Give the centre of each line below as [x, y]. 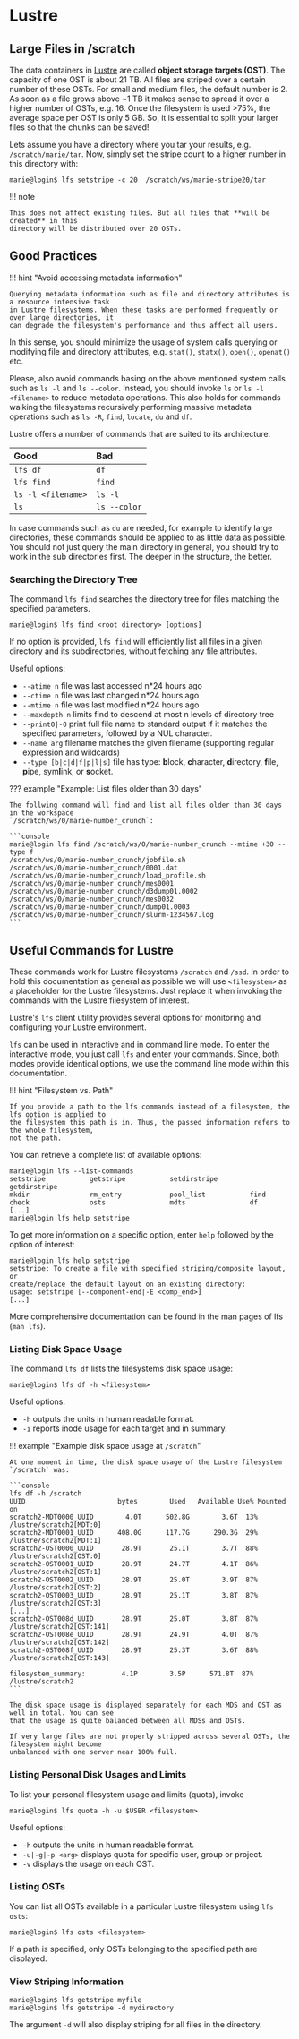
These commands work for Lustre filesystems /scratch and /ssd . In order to [149, 972]
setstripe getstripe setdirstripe [114, 1178]
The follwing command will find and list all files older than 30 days [145, 805]
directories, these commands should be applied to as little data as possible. [148, 537]
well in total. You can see [62, 1713]
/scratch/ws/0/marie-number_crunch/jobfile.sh [98, 861]
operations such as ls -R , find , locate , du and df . [101, 416]
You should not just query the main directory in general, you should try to [144, 546]
